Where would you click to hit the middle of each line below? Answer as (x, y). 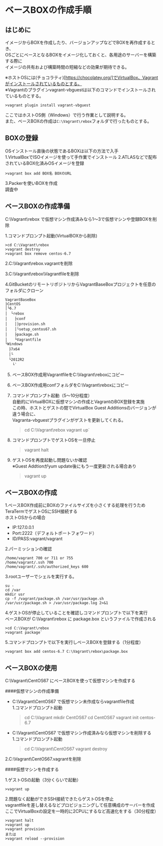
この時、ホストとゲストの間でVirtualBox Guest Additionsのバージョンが (84, 408)
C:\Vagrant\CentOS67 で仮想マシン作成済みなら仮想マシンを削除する (82, 733)
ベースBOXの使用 (31, 668)
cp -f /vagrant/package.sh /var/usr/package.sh (55, 599)
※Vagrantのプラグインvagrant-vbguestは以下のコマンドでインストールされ (80, 90)
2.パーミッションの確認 (29, 549)
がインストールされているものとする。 (44, 84)
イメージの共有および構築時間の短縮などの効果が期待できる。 (67, 67)
